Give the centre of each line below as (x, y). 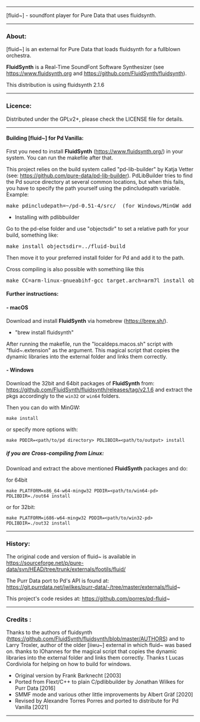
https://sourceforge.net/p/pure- (45, 563)
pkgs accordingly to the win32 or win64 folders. (63, 395)
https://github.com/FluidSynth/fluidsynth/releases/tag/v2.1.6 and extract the (99, 390)
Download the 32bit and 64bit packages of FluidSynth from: (80, 383)
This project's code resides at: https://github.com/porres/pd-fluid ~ (88, 599)
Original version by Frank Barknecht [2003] (68, 676)
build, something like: (32, 235)
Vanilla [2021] (32, 707)
